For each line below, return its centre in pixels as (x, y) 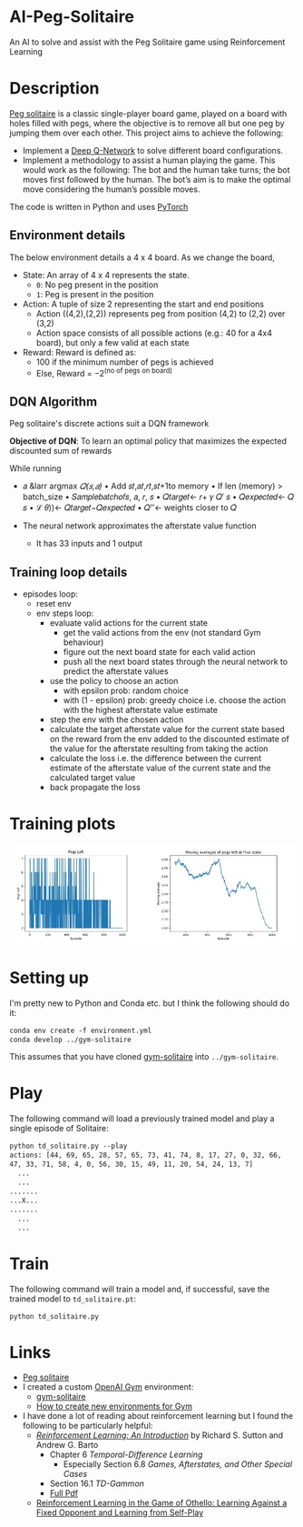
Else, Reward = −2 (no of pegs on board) (104, 372)
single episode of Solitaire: (59, 1128)
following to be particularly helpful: (88, 1426)
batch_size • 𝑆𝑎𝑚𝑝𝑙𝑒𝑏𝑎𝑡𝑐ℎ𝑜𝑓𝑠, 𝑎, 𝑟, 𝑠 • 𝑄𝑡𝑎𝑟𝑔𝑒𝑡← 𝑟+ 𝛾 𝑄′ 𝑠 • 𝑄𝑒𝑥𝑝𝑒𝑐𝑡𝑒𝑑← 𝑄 (158, 497)
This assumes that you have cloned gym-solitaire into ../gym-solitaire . (144, 1056)
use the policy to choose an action (114, 680)
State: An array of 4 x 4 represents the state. (106, 275)
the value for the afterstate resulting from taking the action (159, 748)
